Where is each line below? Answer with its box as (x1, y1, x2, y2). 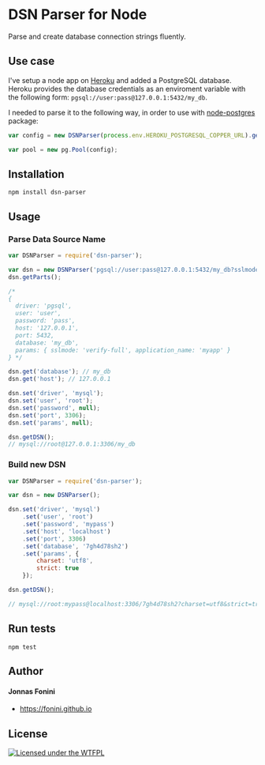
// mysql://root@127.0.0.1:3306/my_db (8, 440, 136, 448)
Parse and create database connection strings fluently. (8, 32, 187, 41)
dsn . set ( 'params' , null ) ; (8, 419, 93, 427)
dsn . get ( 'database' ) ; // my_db (8, 367, 111, 376)
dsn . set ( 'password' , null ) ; (8, 404, 101, 412)
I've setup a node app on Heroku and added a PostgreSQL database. (8, 75, 232, 85)
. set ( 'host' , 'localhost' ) (22, 527, 111, 535)
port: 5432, (15, 331, 55, 339)
